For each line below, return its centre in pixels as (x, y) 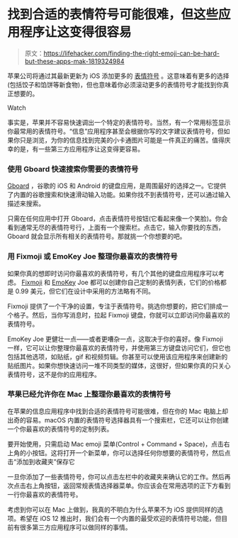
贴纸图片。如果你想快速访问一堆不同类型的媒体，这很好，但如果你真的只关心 (119, 365)
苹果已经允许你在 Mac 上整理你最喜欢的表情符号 (89, 394)
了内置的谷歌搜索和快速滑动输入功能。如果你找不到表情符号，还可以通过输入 (119, 195)
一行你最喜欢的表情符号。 (45, 494)
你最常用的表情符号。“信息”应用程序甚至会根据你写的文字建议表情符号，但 (116, 131)
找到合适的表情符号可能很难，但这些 (113, 15)
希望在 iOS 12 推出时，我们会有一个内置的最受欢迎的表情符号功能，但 (120, 518)
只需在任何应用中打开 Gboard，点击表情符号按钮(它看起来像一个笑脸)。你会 (118, 219)
